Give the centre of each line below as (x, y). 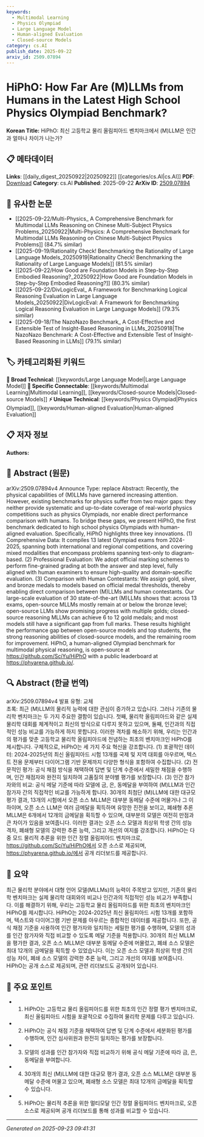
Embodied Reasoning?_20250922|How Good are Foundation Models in (104, 277)
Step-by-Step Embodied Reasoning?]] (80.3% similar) (82, 283)
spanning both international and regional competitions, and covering (107, 546)
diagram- (182, 552)
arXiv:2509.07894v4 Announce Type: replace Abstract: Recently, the (93, 488)
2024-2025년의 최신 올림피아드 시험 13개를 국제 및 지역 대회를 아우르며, (100, 755)
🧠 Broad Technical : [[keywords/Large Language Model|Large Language (96, 379)
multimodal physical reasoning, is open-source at (68, 650)
